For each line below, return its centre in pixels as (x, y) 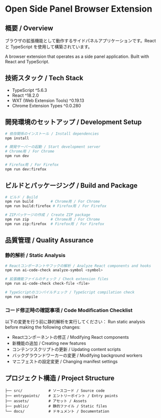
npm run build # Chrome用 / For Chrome (53, 202)
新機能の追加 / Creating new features (49, 343)
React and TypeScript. (27, 61)
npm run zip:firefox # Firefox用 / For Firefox (55, 224)
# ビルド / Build (21, 197)
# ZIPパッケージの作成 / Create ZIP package (48, 215)
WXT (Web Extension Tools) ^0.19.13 (48, 100)
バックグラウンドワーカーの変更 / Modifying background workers (77, 355)
